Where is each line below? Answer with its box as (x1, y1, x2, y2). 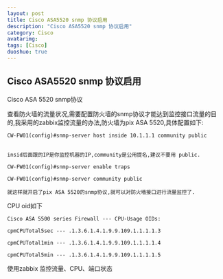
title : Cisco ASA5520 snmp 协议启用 (7, 16, 108, 23)
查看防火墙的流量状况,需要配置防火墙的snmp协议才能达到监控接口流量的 (7, 109, 211, 118)
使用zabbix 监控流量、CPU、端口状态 (7, 264, 113, 272)
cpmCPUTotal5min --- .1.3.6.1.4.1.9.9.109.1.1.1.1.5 (7, 252, 161, 258)
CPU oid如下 (7, 201, 43, 210)
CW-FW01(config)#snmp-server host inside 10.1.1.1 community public (7, 132, 207, 139)
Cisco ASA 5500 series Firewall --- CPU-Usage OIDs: (7, 215, 161, 222)
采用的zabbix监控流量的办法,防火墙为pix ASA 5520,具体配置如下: (21, 118, 204, 126)
